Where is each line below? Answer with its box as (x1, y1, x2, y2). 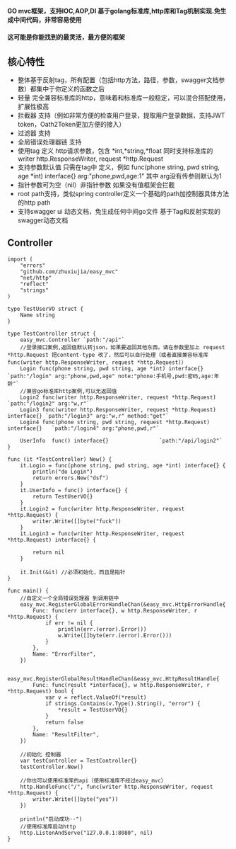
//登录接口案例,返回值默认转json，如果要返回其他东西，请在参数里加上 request (20, 343, 225, 351)
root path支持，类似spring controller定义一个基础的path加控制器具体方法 (17, 190, 230, 198)
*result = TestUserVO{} (57, 706, 129, 713)
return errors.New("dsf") (33, 474, 110, 482)
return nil (33, 549, 65, 556)
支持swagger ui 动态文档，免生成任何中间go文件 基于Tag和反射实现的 (17, 207, 221, 215)
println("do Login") (33, 468, 93, 475)
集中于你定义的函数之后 (36, 85, 105, 93)
